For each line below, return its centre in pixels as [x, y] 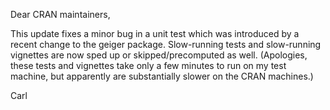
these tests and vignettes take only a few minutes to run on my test [148, 65]
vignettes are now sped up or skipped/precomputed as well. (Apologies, [159, 55]
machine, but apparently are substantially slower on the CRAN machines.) [162, 76]
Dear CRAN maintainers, [60, 14]
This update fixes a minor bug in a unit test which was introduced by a [155, 33]
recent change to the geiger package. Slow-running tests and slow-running [166, 44]
